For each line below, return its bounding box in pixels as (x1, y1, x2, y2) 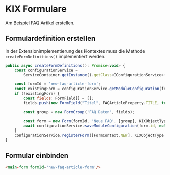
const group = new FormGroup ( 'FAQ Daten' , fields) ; (23, 109, 135, 114)
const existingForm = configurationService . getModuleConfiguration (14, 86, 159, 92)
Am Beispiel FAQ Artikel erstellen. (5, 20, 75, 26)
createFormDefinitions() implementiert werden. (5, 53, 106, 59)
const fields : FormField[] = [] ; (23, 96, 94, 101)
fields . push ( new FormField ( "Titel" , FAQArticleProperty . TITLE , (23, 100, 159, 105)
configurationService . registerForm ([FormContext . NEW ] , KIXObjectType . (14, 133, 166, 138)
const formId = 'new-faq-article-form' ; (14, 81, 101, 86)
